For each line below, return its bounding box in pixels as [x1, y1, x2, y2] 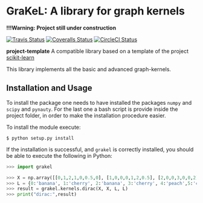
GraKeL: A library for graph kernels [6, 4, 185, 18]
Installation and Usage [6, 83, 92, 93]
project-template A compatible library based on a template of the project [6, 47, 189, 55]
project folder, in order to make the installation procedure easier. [6, 111, 166, 119]
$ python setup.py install [6, 135, 74, 141]
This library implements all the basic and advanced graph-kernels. [6, 65, 171, 73]
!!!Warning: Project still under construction [6, 24, 117, 31]
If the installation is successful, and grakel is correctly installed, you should [6, 146, 194, 153]
